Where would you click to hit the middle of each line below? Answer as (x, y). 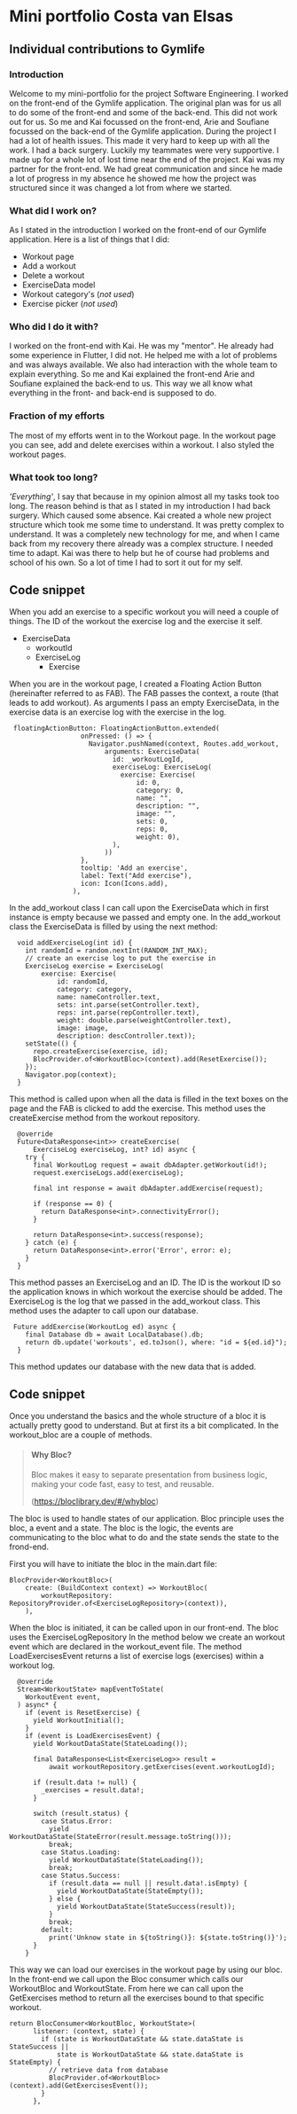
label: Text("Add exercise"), (136, 875)
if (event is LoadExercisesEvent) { (93, 1735)
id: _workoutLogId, (148, 759)
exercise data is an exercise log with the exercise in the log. (118, 712)
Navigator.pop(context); (71, 1075)
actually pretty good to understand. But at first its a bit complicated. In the (144, 1425)
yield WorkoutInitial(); (78, 1720)
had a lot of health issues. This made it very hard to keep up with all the (140, 140)
